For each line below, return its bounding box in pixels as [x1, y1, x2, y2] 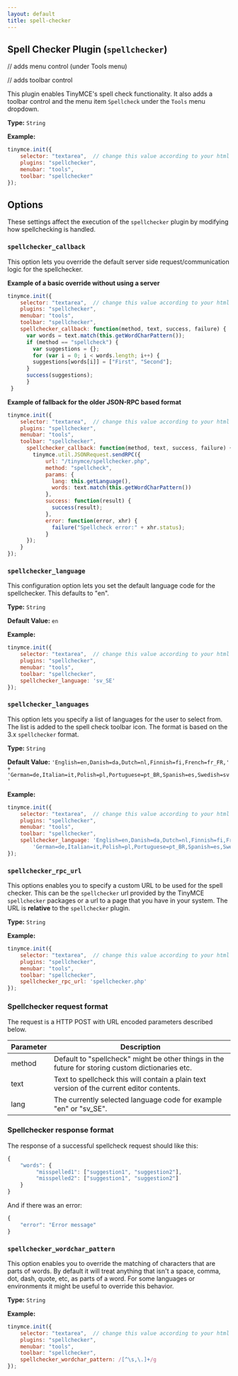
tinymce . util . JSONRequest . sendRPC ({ [33, 451, 141, 458]
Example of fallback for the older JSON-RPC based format [7, 397, 182, 406]
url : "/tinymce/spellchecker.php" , [45, 458, 151, 465]
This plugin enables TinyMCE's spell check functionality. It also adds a [7, 90, 213, 98]
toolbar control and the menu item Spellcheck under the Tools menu [7, 97, 205, 106]
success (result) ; [52, 504, 103, 512]
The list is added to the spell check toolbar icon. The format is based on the [7, 722, 228, 731]
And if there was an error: [7, 1201, 83, 1210]
